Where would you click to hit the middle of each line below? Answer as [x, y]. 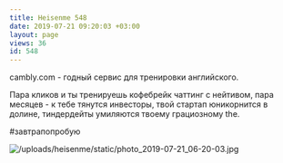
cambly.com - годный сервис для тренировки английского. [124, 77]
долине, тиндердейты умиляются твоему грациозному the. [125, 114]
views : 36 [28, 43]
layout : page [34, 34]
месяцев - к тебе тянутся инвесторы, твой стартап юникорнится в [139, 104]
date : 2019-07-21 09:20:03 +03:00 [75, 26]
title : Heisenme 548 [49, 18]
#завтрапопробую [45, 131]
